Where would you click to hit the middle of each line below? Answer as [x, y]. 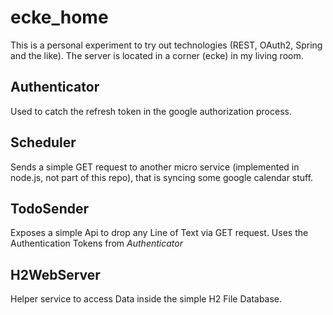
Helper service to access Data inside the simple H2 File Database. [146, 299]
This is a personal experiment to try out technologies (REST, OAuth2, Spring [166, 45]
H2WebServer [55, 274]
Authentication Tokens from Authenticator [96, 243]
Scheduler [43, 142]
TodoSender [50, 208]
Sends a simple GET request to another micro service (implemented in [155, 167]
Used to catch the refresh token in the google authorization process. [151, 111]
